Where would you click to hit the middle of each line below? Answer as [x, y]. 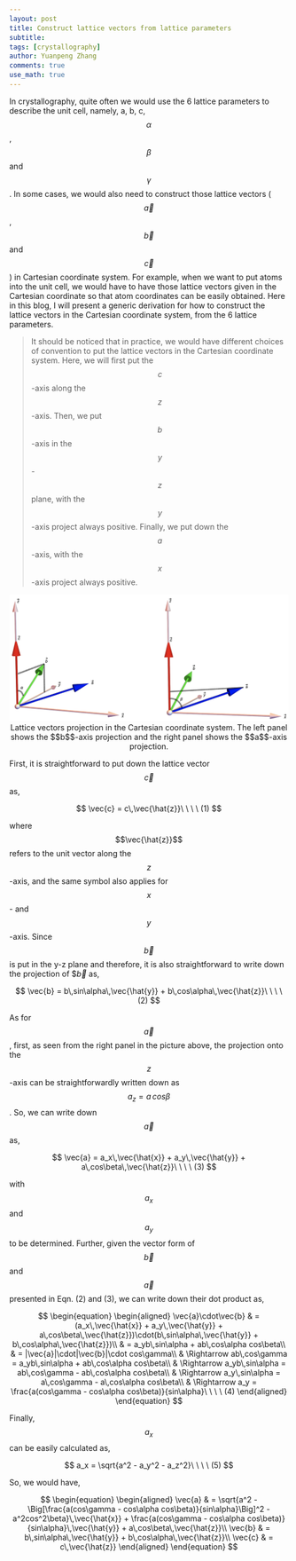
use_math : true [37, 75]
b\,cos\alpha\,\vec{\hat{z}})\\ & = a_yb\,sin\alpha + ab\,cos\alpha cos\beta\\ [149, 1344]
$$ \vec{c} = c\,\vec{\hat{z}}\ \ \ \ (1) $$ [149, 808]
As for [20, 1017]
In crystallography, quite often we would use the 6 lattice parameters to [140, 101]
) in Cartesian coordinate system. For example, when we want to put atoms [146, 277]
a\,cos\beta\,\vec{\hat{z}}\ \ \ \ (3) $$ [149, 1166]
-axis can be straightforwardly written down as [94, 1082]
